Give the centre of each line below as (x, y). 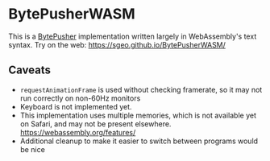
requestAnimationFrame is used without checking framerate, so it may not (141, 89)
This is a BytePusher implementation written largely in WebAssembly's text (133, 36)
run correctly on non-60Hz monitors (80, 98)
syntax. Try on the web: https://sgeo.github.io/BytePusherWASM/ (117, 44)
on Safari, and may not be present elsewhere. (96, 124)
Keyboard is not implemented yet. (76, 106)
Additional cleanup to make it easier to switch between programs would (139, 141)
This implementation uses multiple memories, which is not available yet (138, 115)
